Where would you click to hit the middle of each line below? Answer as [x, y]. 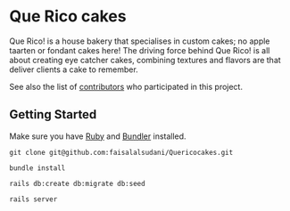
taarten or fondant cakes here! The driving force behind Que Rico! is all [140, 50]
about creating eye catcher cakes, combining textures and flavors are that [145, 60]
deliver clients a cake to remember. [74, 69]
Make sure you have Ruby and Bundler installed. [98, 136]
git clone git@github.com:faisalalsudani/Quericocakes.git [121, 152]
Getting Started [53, 114]
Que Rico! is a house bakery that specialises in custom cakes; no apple [140, 41]
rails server [33, 199]
